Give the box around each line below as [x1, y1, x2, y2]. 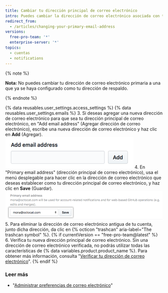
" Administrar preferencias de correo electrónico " [12, 282, 113, 288]
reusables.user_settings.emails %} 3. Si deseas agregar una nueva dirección [5, 110, 163, 116]
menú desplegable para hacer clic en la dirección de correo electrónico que [5, 175, 161, 181]
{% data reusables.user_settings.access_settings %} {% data [5, 104, 131, 110]
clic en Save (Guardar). [5, 185, 53, 191]
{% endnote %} [5, 95, 37, 101]
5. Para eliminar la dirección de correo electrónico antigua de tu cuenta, [5, 221, 153, 227]
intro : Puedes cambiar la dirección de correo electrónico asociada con [5, 13, 160, 19]
